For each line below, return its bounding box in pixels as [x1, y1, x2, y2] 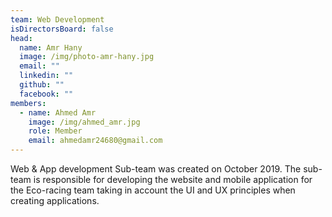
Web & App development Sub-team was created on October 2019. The [10, 163, 302, 175]
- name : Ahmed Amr [19, 107, 97, 118]
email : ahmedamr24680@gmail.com [28, 136, 163, 146]
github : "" [19, 80, 65, 90]
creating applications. [10, 195, 100, 206]
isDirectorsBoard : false [10, 24, 114, 34]
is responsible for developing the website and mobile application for [33, 174, 313, 185]
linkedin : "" [19, 71, 74, 81]
